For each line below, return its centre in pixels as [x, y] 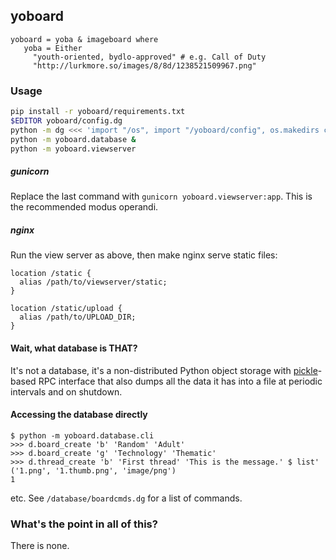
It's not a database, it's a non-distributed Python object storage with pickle [164, 370]
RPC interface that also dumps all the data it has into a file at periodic [180, 381]
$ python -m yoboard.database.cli [82, 435]
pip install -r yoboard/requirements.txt [98, 112]
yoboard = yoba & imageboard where [84, 39]
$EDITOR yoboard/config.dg [66, 120]
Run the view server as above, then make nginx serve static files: [144, 255]
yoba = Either [53, 48]
